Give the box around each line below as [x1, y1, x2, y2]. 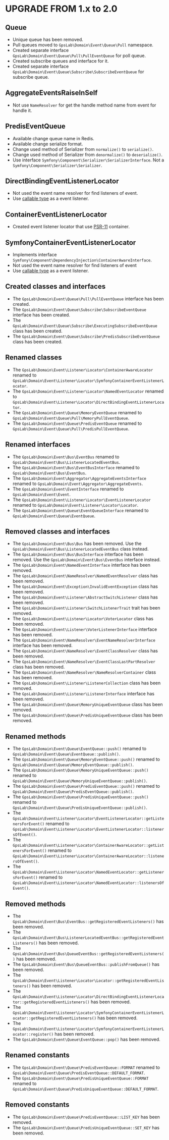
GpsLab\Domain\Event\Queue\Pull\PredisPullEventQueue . [12, 425, 130, 431]
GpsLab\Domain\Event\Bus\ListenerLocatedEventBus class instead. [12, 546, 149, 552]
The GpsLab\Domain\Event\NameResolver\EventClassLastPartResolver [12, 659, 155, 665]
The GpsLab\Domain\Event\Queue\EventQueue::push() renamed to [12, 745, 147, 752]
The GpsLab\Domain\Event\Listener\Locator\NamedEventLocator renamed [12, 388, 164, 394]
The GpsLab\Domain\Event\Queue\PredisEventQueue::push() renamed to [12, 783, 160, 789]
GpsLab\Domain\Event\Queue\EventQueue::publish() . [12, 751, 121, 757]
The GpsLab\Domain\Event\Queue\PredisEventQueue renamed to [12, 420, 142, 426]
